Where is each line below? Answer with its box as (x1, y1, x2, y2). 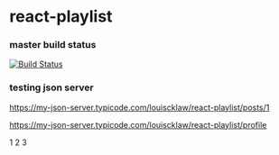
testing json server (9, 81, 94, 94)
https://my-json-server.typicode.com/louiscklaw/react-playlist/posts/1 (9, 102, 270, 113)
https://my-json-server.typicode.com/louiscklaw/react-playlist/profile (9, 119, 267, 130)
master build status (9, 39, 97, 51)
